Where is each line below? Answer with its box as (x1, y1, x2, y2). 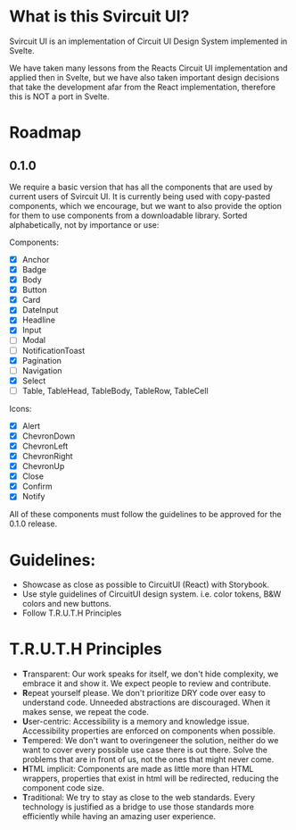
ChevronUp (21, 461, 65, 472)
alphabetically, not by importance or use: (9, 219, 160, 230)
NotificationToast (21, 345, 86, 356)
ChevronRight (21, 451, 73, 461)
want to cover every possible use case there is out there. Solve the (21, 744, 267, 756)
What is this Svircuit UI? (9, 6, 190, 27)
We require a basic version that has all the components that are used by (9, 181, 274, 192)
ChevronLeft (21, 440, 69, 451)
